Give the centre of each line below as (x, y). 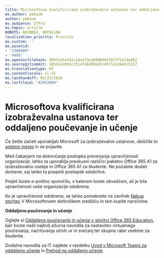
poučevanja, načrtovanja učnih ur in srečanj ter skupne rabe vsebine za (77, 231)
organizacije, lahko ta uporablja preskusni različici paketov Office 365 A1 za (82, 161)
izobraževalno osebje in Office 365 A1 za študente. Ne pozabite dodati (76, 166)
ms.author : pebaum (24, 14)
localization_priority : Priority (39, 37)
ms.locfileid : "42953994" (31, 82)
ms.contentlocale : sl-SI (30, 74)
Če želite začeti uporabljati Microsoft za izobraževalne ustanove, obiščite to (82, 141)
